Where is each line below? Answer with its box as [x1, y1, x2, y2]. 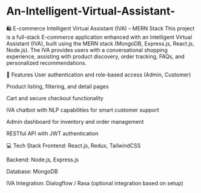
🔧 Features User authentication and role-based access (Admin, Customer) [6, 71, 191, 78]
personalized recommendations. [6, 59, 87, 66]
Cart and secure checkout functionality [6, 94, 104, 101]
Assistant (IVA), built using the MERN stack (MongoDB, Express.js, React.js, [6, 39, 195, 47]
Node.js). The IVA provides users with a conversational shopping [6, 46, 168, 53]
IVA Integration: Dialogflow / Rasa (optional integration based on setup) [6, 179, 183, 186]
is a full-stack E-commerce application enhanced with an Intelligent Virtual [6, 33, 193, 41]
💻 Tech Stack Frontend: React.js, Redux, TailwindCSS [6, 141, 141, 149]
